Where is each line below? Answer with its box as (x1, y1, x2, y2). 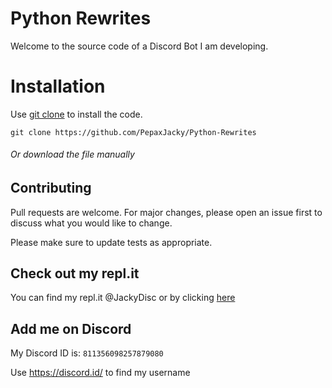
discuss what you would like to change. (10, 217, 173, 229)
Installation (10, 75, 106, 98)
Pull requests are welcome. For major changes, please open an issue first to (10, 206, 323, 218)
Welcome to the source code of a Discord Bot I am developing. (10, 40, 269, 52)
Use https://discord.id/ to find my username (10, 367, 191, 379)
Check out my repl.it (10, 265, 140, 282)
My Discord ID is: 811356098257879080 (10, 347, 164, 359)
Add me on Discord (10, 320, 132, 337)
